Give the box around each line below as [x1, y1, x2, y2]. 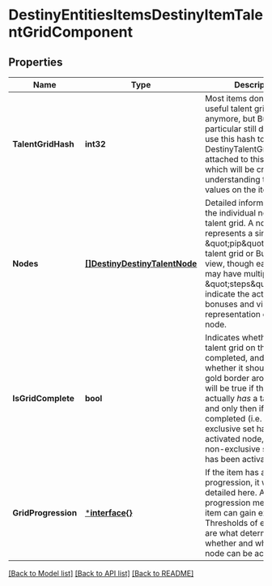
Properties [8, 55, 63, 69]
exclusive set [205, 423, 255, 434]
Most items [205, 93, 248, 104]
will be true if [205, 383, 254, 394]
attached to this [205, 154, 265, 165]
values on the [205, 184, 257, 195]
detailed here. [205, 487, 257, 498]
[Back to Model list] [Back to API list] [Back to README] [8, 569, 194, 578]
